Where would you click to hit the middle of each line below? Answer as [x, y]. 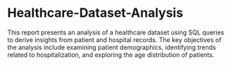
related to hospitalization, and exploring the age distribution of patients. [111, 55]
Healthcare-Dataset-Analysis [95, 13]
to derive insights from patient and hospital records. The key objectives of [114, 39]
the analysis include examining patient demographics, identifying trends [112, 47]
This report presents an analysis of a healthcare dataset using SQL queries [116, 32]
